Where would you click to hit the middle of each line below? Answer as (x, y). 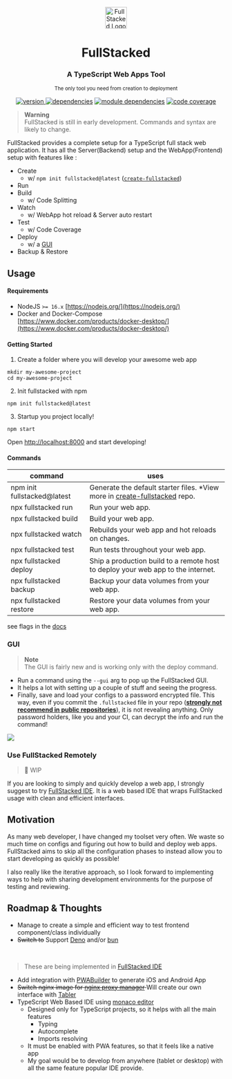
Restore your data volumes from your (150, 601)
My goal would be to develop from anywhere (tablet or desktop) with (125, 1060)
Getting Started (30, 344)
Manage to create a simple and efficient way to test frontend (103, 925)
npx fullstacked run (42, 508)
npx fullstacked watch (46, 534)
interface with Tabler (47, 994)
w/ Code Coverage (54, 230)
